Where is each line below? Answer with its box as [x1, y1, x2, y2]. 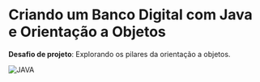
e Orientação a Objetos [8, 23, 166, 41]
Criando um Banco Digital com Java [8, 6, 253, 24]
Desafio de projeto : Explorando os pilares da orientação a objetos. [8, 49, 231, 59]
